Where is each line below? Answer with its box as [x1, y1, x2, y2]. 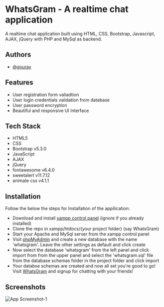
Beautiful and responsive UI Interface [12, 107, 89, 113]
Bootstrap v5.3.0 [12, 146, 47, 152]
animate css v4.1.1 [12, 177, 49, 183]
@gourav [12, 63, 31, 69]
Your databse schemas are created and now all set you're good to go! [12, 263, 156, 269]
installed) [12, 220, 31, 226]
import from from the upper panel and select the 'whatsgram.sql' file [12, 252, 154, 258]
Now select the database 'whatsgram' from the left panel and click [12, 247, 150, 253]
